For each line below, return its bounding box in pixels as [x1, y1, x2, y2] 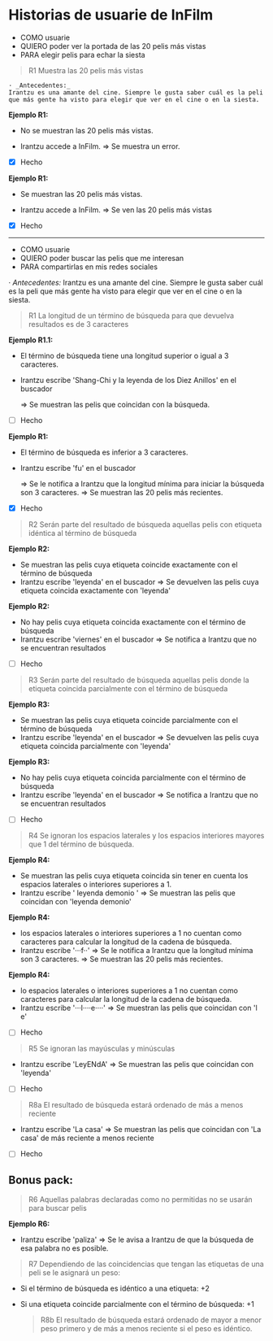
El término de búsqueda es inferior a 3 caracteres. [19, 447, 188, 457]
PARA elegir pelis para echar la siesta [19, 50, 145, 59]
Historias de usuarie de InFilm [8, 6, 214, 24]
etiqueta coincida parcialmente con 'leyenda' [19, 742, 171, 751]
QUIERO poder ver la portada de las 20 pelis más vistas [19, 41, 206, 50]
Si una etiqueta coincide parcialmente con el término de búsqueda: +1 [19, 1300, 254, 1309]
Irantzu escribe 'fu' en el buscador [19, 464, 136, 473]
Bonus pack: [8, 1173, 73, 1186]
